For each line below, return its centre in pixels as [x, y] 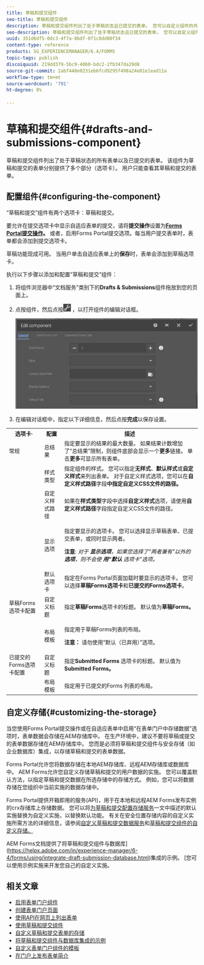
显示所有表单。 [104, 459]
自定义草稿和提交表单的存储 [50, 933]
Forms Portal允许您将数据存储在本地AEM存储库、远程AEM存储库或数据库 [98, 764]
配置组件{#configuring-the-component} [83, 197]
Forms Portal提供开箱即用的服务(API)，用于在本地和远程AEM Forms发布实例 [101, 800]
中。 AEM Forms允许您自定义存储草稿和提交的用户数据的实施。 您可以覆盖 [99, 772]
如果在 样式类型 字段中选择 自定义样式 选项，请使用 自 [128, 501]
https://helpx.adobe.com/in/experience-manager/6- [73, 850]
